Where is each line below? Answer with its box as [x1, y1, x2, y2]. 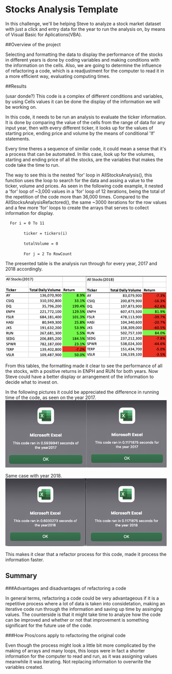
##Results [5, 83, 27, 89]
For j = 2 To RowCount [24, 251, 72, 256]
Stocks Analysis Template [5, 4, 119, 15]
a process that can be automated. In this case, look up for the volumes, [5, 151, 155, 157]
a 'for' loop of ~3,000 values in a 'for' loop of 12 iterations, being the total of [5, 188, 165, 194]
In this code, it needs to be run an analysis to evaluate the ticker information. [5, 114, 166, 120]
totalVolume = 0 [24, 241, 58, 246]
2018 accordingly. [5, 266, 43, 272]
